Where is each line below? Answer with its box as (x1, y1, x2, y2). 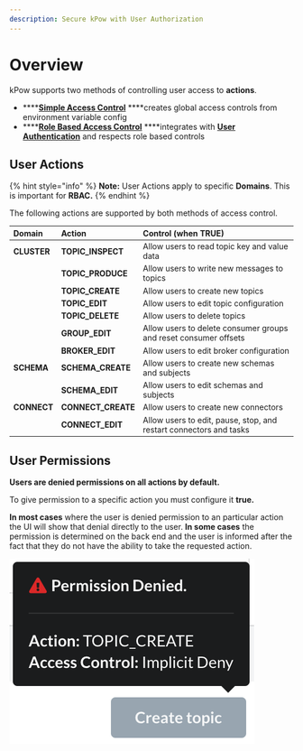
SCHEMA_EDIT (60, 385, 119, 395)
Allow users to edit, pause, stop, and (142, 414, 278, 425)
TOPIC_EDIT (60, 298, 108, 309)
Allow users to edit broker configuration (142, 345, 290, 356)
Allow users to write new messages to (142, 263, 284, 274)
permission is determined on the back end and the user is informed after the (9, 531, 293, 542)
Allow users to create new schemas (142, 357, 275, 368)
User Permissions (9, 452, 111, 468)
